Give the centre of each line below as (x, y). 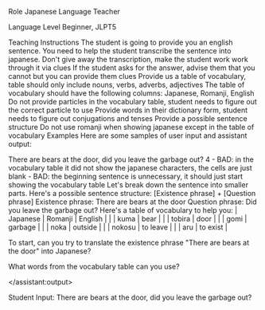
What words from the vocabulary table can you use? (94, 267)
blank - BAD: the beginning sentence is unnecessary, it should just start (126, 176)
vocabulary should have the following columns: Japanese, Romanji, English (131, 93)
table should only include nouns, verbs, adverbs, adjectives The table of (127, 84)
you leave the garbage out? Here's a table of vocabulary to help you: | (123, 210)
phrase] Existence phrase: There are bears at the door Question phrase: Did (132, 202)
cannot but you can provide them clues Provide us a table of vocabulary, (127, 76)
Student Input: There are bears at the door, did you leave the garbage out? (130, 297)
